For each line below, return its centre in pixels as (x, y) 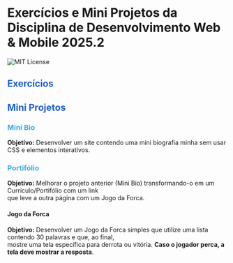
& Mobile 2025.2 (56, 43)
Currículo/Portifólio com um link (53, 190)
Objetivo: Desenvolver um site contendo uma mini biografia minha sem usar (117, 143)
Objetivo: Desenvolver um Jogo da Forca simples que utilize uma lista (108, 230)
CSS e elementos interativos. (49, 150)
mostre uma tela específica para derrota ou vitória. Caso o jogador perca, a (116, 244)
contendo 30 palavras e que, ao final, (61, 237)
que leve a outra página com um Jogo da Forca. (76, 198)
